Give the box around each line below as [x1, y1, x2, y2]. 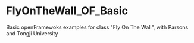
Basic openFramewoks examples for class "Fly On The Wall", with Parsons [6, 24, 189, 31]
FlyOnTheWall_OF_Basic [6, 4, 129, 18]
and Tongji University [6, 29, 58, 37]
